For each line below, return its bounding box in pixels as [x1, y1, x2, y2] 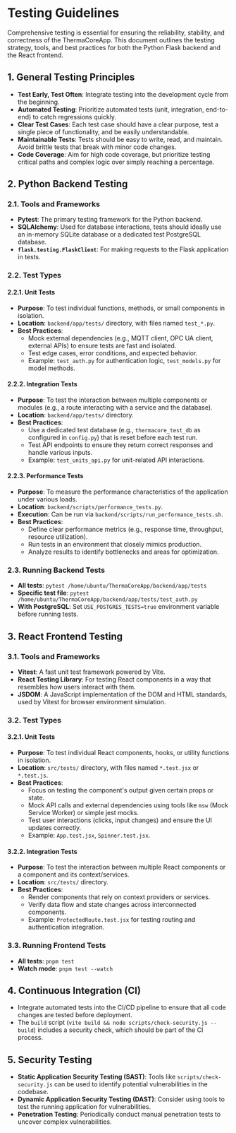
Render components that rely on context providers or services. [27, 893, 211, 901]
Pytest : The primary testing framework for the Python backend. [17, 215, 203, 224]
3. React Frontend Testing [7, 630, 123, 642]
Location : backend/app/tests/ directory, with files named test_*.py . [17, 319, 216, 327]
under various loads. [17, 494, 77, 503]
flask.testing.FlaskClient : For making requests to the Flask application [17, 245, 229, 254]
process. [17, 1033, 44, 1042]
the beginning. [17, 97, 60, 106]
